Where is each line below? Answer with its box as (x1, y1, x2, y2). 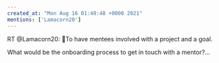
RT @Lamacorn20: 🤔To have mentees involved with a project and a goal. (7, 35, 213, 43)
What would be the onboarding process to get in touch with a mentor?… (7, 48, 211, 56)
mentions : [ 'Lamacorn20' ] (7, 16, 81, 23)
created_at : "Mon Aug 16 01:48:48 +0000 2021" (7, 9, 143, 17)
